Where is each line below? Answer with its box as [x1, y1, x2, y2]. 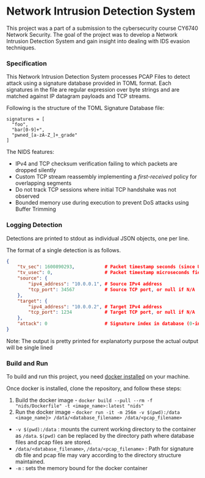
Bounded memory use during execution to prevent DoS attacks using [15, 199, 189, 206]
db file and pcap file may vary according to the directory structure [15, 452, 182, 459]
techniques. [6, 44, 36, 51]
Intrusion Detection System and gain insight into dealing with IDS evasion [6, 37, 190, 45]
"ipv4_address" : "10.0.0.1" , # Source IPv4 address [28, 281, 163, 288]
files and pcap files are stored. [15, 438, 92, 446]
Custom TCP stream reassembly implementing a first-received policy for [15, 173, 197, 181]
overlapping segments [15, 179, 72, 187]
